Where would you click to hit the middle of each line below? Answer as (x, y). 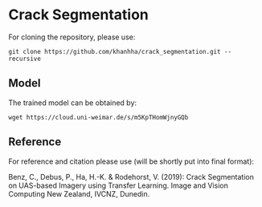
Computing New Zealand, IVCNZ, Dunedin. (79, 193)
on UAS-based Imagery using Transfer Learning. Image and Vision (119, 185)
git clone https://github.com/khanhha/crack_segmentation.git (115, 51)
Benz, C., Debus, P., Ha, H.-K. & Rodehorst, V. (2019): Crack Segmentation (131, 177)
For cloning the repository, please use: (72, 37)
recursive (25, 59)
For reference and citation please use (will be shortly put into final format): (131, 161)
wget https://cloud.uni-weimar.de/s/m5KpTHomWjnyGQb (98, 117)
